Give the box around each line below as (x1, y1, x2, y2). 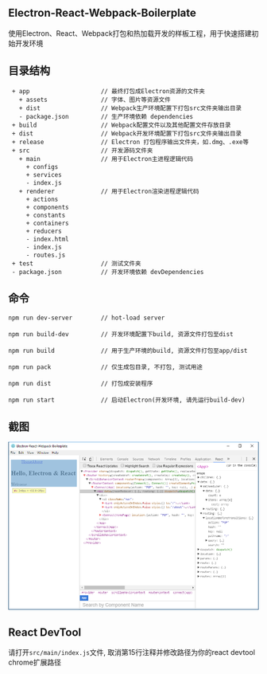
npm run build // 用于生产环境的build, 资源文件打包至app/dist (8, 347, 248, 355)
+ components (25, 203, 69, 211)
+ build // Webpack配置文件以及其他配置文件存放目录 (11, 121, 231, 129)
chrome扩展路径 (8, 657, 62, 668)
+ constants (25, 211, 66, 219)
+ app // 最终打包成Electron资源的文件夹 (11, 87, 205, 95)
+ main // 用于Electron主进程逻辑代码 (18, 155, 193, 163)
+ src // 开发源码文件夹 (11, 147, 153, 155)
